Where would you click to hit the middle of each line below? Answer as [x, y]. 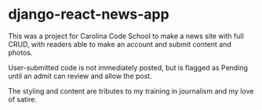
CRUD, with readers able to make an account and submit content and [120, 44]
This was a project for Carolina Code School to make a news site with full [126, 36]
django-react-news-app [89, 14]
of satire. [22, 99]
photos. [20, 52]
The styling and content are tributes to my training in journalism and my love [131, 90]
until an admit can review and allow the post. [80, 76]
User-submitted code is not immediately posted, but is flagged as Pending [128, 67]
